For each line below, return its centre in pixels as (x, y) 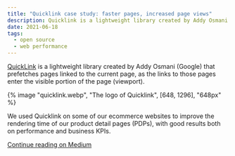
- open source (34, 40)
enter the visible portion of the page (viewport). (76, 81)
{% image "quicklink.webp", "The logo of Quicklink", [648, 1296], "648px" (114, 95)
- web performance (41, 46)
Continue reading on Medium (50, 144)
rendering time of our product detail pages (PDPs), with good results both (114, 123)
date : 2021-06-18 (33, 27)
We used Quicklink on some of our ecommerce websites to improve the (111, 116)
